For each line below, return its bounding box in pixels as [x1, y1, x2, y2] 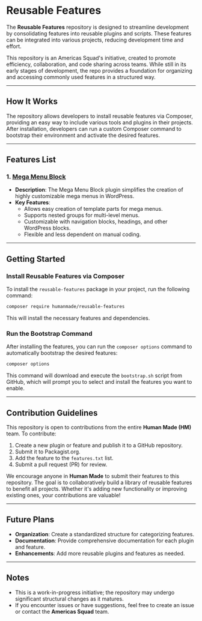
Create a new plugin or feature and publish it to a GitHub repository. [14, 441, 183, 449]
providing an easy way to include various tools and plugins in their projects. [6, 118, 194, 126]
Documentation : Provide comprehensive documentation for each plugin [14, 537, 194, 544]
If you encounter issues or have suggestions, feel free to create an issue [14, 601, 194, 608]
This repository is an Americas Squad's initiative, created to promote [6, 54, 176, 61]
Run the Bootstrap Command [6, 329, 93, 338]
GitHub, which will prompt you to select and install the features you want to [6, 378, 192, 386]
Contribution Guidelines [6, 408, 98, 418]
